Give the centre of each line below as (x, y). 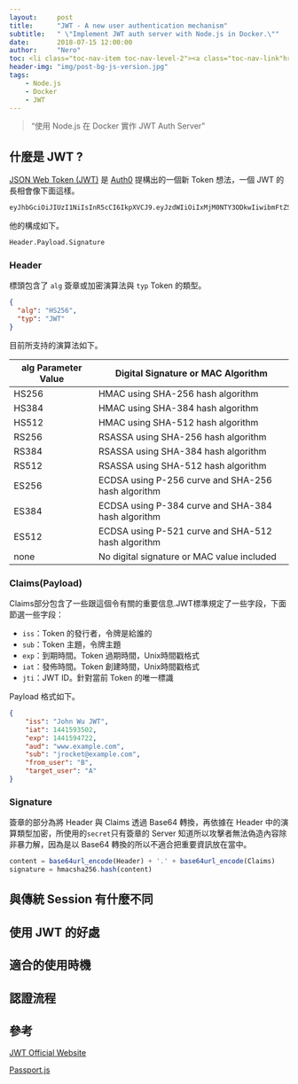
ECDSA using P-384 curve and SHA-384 (185, 505)
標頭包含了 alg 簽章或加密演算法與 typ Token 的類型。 (108, 285)
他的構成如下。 (36, 226)
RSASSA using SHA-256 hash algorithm (182, 437)
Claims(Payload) (46, 583)
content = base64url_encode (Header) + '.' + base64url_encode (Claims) (142, 862)
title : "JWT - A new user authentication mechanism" (118, 26)
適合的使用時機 (50, 966)
